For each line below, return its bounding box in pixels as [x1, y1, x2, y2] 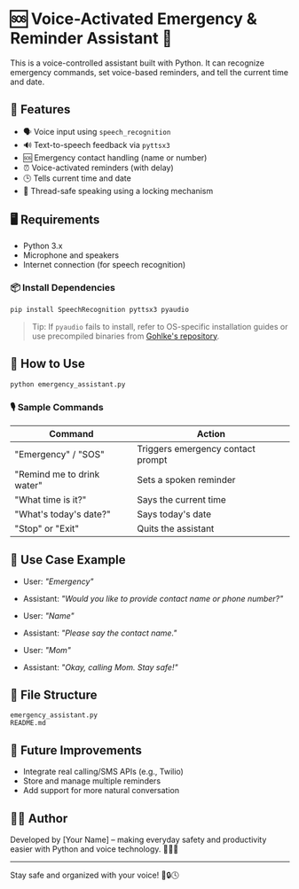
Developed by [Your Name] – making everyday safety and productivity [10, 834, 267, 845]
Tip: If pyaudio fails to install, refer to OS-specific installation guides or [31, 321, 288, 331]
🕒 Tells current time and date [22, 173, 131, 183]
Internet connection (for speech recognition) [22, 259, 186, 269]
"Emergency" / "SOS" [14, 448, 106, 460]
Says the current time [137, 493, 227, 505]
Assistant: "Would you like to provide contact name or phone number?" [22, 593, 284, 604]
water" [14, 479, 43, 491]
